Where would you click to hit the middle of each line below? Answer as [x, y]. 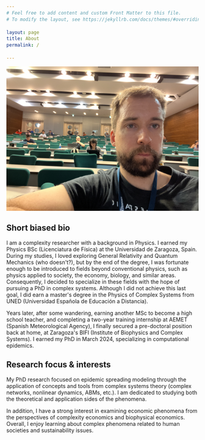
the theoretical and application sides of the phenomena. [77, 399]
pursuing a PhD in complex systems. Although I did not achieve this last [96, 288]
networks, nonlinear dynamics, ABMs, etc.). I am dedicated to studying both [102, 392]
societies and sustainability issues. [50, 430]
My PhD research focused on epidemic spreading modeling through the [96, 380]
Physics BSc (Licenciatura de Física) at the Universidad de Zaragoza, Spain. [102, 249]
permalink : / [23, 45]
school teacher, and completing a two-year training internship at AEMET [97, 319]
